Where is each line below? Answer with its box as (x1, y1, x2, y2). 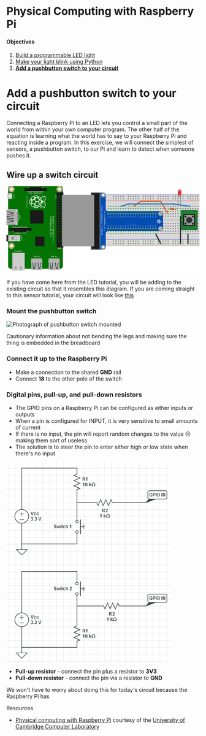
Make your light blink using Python (15, 58, 103, 66)
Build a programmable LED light (15, 51, 96, 59)
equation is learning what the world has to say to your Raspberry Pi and (6, 132, 187, 140)
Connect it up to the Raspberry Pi (6, 354, 107, 363)
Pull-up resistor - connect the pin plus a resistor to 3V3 (15, 667, 158, 675)
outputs (15, 411, 35, 418)
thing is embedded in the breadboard (6, 339, 101, 347)
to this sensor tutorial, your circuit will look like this (6, 292, 134, 299)
